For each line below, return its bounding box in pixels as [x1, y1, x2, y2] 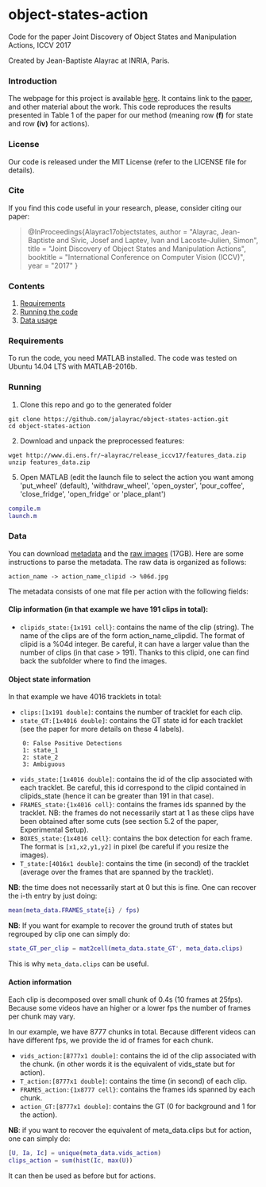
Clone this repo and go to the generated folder [19, 400, 172, 409]
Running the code [19, 307, 78, 317]
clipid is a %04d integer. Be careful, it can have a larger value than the [19, 639, 250, 648]
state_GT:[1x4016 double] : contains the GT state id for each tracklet [19, 716, 244, 725]
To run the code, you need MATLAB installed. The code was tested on [8, 354, 237, 363]
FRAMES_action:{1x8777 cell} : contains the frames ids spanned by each [19, 1085, 256, 1094]
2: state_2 [22, 753, 59, 762]
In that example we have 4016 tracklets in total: [8, 692, 163, 702]
